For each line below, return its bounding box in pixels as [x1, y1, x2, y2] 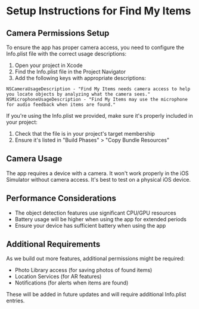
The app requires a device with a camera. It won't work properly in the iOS [6, 169, 189, 177]
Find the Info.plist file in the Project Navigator [14, 68, 126, 75]
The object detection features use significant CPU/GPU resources [14, 209, 177, 216]
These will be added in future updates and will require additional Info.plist [6, 291, 186, 298]
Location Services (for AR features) [14, 273, 102, 280]
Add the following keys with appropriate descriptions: [14, 75, 147, 81]
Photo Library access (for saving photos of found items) [14, 267, 153, 274]
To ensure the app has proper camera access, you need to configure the [6, 44, 185, 51]
